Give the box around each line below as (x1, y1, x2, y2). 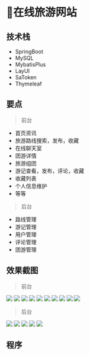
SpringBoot (14, 48, 43, 55)
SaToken (14, 74, 37, 81)
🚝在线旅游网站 (6, 5, 77, 19)
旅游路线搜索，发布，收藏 (14, 137, 79, 144)
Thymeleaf (14, 80, 42, 87)
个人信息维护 (14, 182, 47, 190)
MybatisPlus (14, 61, 47, 68)
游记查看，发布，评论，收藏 (14, 167, 85, 174)
